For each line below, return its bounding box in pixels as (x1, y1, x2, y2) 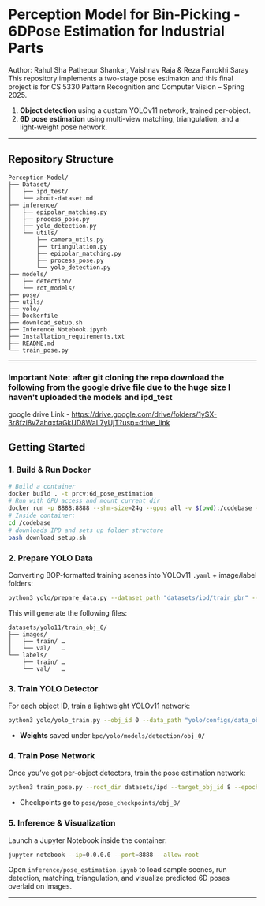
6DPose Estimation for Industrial (8, 22, 225, 40)
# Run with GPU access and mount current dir (8, 497, 160, 505)
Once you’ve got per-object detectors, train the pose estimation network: (8, 768, 246, 778)
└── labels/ (8, 651, 47, 659)
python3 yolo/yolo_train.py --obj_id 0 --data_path (8, 717, 181, 724)
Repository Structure (8, 152, 114, 167)
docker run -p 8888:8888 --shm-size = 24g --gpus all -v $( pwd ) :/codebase (8, 504, 252, 512)
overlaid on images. (8, 882, 73, 891)
